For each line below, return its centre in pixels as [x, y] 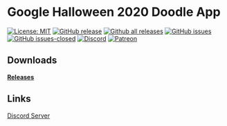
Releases [21, 77]
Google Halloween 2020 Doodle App [114, 12]
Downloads [32, 61]
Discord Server [29, 116]
